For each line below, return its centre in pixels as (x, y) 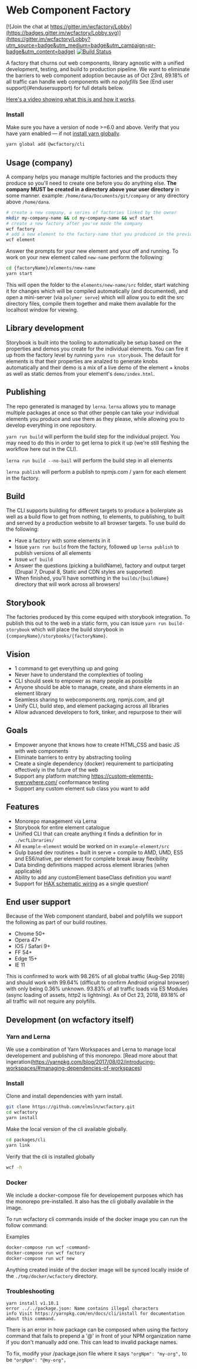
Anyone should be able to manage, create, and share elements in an (97, 687)
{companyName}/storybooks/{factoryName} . (57, 636)
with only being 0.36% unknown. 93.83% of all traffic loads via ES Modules (97, 989)
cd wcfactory (22, 1112)
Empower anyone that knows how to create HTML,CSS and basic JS (97, 745)
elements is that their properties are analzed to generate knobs (82, 361)
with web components (41, 751)
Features (23, 807)
